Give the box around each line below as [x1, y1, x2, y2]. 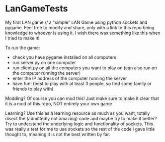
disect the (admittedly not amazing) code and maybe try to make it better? [5, 115, 158, 121]
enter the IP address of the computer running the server [12, 75, 127, 81]
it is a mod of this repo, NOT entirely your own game [5, 100, 112, 106]
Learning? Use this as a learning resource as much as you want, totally [5, 110, 150, 116]
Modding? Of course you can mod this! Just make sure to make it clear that [5, 95, 159, 101]
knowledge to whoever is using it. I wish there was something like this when [5, 30, 161, 36]
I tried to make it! [5, 35, 40, 41]
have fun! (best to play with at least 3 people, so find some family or [12, 80, 152, 87]
